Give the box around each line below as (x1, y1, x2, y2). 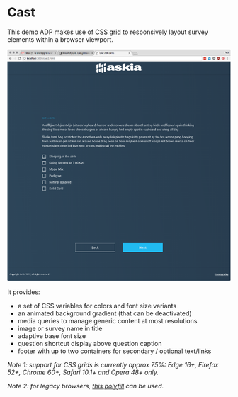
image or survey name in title (17, 324, 103, 332)
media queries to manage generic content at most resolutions (17, 316, 198, 325)
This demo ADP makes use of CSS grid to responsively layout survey (7, 28, 209, 36)
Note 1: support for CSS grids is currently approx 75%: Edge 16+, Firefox (7, 360, 219, 369)
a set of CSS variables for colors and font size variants (17, 301, 177, 310)
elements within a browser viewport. (7, 35, 113, 43)
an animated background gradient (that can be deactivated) (17, 309, 193, 318)
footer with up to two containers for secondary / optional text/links (17, 347, 212, 355)
